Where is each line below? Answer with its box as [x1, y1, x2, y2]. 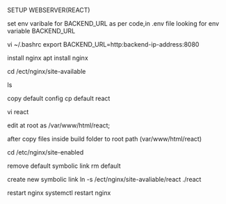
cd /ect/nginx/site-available [7, 68, 86, 75]
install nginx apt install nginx [7, 54, 88, 62]
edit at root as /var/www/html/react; [7, 121, 111, 130]
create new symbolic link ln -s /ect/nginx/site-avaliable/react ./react [7, 175, 202, 183]
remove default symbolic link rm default [7, 162, 121, 170]
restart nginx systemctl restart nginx [7, 189, 111, 197]
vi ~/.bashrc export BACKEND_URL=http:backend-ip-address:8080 [7, 40, 200, 48]
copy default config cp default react [7, 94, 111, 102]
